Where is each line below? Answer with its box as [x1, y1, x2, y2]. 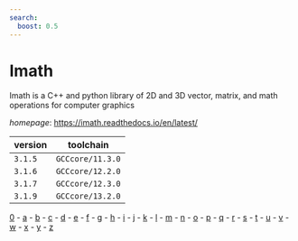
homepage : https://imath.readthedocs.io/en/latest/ [9, 117, 199, 128]
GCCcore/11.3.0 [55, 154, 121, 164]
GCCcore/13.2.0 [55, 191, 121, 201]
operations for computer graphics [9, 100, 135, 111]
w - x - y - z [9, 222, 54, 233]
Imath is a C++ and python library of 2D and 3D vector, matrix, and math [9, 90, 278, 101]
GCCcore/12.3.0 [55, 179, 121, 190]
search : [9, 13, 39, 23]
